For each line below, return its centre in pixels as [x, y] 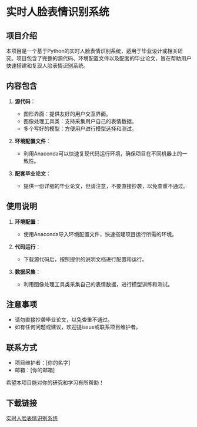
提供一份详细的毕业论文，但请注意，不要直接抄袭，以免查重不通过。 [106, 186]
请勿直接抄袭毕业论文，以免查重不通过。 [64, 320]
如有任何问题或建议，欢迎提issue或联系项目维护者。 [78, 327]
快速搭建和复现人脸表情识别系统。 [47, 66]
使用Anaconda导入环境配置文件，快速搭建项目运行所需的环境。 [100, 234]
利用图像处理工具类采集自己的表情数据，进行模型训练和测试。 [98, 284]
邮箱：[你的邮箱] [35, 370]
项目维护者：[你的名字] [42, 363]
